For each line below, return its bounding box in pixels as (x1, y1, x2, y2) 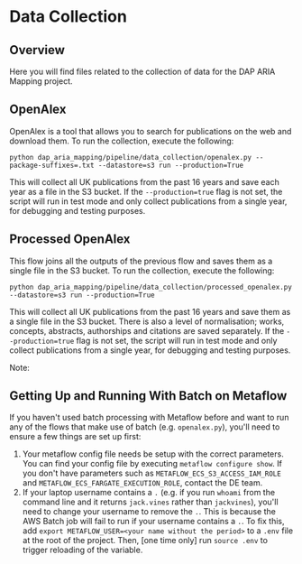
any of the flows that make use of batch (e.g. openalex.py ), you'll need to (9, 421, 280, 432)
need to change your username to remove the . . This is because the (22, 506, 277, 517)
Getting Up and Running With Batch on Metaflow (9, 388, 288, 403)
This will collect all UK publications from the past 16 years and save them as (9, 306, 291, 317)
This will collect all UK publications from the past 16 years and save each (9, 176, 279, 187)
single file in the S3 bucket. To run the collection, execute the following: (9, 264, 275, 276)
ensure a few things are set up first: (9, 431, 142, 442)
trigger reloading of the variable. (22, 544, 143, 556)
